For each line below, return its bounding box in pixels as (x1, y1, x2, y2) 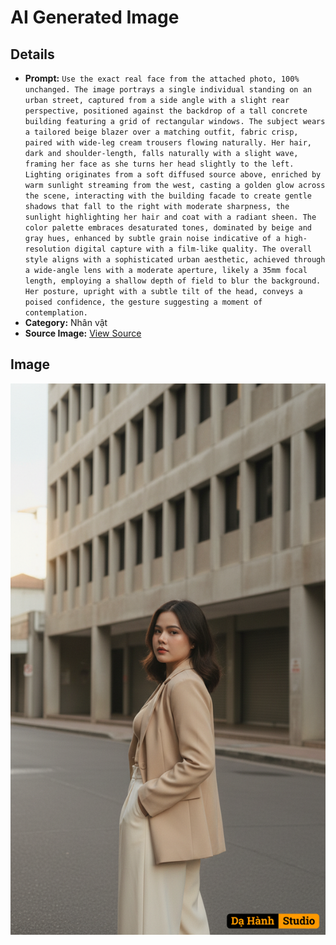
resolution (24, 244, 71, 254)
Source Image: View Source (24, 327, 142, 339)
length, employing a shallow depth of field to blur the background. (24, 276, 322, 286)
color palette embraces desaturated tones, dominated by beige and (24, 223, 312, 233)
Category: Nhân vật (24, 317, 108, 328)
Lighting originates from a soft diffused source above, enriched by (24, 170, 322, 180)
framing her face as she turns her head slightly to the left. (24, 159, 295, 169)
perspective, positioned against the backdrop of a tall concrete (24, 106, 308, 116)
